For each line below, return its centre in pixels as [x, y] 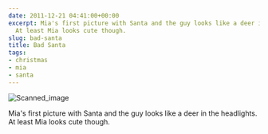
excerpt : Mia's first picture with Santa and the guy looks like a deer [132, 23]
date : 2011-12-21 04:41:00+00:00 [64, 16]
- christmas [28, 61]
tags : [17, 53]
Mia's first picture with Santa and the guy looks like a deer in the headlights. [133, 113]
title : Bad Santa [37, 45]
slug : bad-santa [35, 38]
